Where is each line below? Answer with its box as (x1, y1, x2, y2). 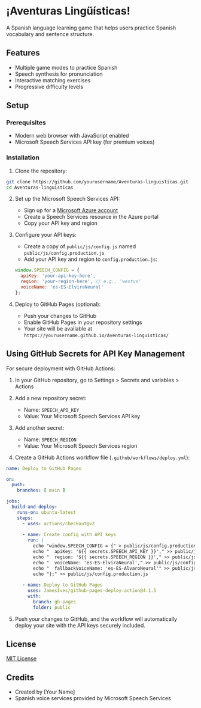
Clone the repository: (14, 167, 68, 174)
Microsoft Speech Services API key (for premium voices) (14, 138, 155, 145)
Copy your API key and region (23, 219, 98, 227)
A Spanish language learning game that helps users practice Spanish (6, 24, 176, 31)
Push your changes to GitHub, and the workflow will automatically (14, 615, 178, 623)
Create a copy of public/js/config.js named (23, 243, 136, 250)
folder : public (32, 604, 71, 611)
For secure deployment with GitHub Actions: (6, 365, 115, 372)
